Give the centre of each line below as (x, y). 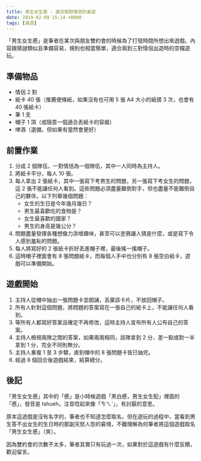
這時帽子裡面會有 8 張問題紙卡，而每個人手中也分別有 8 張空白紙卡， (100, 256)
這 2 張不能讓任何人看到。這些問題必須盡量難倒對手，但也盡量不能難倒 (102, 188)
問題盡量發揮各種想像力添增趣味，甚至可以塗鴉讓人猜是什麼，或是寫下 (102, 234)
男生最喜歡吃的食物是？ (53, 211)
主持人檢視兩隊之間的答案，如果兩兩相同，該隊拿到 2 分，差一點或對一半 (105, 337)
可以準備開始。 (39, 264)
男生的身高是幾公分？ (50, 226)
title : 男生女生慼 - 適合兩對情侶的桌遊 (51, 12)
